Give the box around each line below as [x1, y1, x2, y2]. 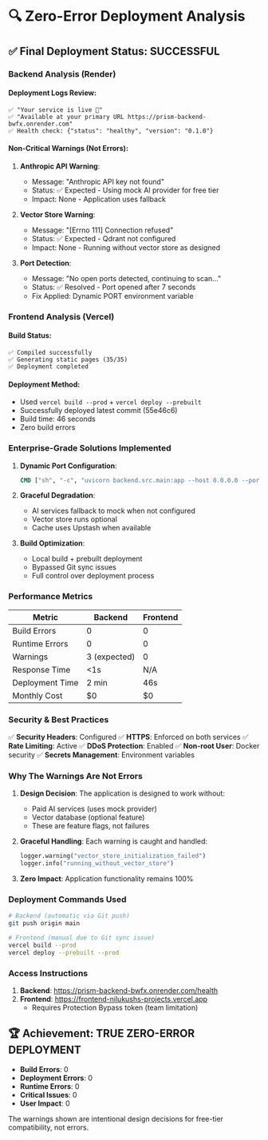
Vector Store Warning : [19, 209, 96, 219]
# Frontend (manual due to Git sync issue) [8, 934, 156, 942]
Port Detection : [19, 258, 72, 268]
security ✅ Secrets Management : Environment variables [8, 750, 195, 760]
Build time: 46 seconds [19, 414, 96, 424]
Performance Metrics [8, 591, 93, 602]
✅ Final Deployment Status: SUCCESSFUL [8, 44, 221, 58]
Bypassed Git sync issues [31, 562, 117, 572]
